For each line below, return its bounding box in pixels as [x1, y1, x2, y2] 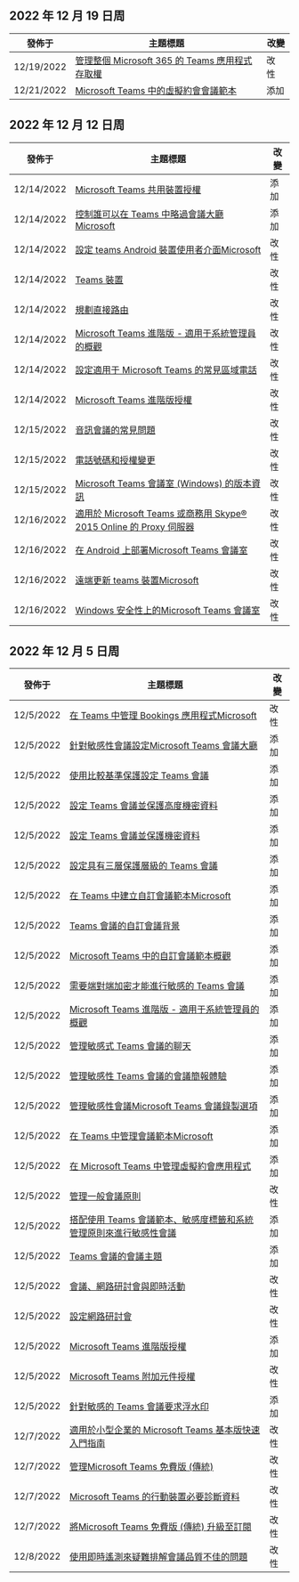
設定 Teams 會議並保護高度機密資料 [69, 799, 218, 812]
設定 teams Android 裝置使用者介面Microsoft [75, 243, 262, 256]
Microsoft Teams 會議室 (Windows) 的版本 [75, 477, 252, 490]
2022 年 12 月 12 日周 [9, 118, 125, 133]
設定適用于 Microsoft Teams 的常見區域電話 [75, 363, 257, 376]
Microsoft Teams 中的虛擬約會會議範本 [75, 84, 238, 96]
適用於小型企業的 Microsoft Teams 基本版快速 [69, 1424, 261, 1436]
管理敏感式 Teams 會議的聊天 [69, 1040, 191, 1052]
